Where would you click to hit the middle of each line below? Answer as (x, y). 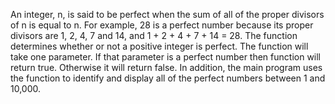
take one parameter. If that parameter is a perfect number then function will (166, 57)
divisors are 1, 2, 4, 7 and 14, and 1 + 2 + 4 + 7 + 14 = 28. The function (154, 35)
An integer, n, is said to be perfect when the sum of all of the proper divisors (167, 14)
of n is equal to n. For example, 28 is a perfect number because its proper (162, 25)
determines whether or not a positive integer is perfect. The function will (159, 46)
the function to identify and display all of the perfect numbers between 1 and (168, 78)
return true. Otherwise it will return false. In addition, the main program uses (166, 67)
